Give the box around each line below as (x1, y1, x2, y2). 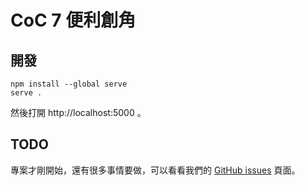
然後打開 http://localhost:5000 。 (10, 107, 147, 118)
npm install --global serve (10, 79, 128, 89)
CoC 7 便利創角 (10, 9, 137, 32)
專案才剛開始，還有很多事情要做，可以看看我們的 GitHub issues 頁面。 (10, 164, 301, 176)
